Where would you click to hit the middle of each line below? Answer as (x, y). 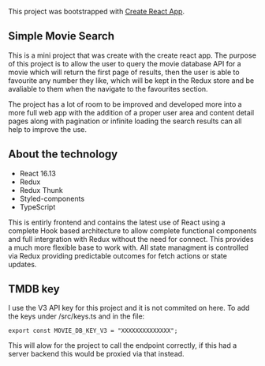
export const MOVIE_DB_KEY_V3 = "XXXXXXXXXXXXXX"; (93, 331)
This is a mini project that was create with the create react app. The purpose (132, 55)
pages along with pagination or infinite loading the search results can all (125, 121)
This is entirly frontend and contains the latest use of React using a (117, 222)
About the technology (63, 155)
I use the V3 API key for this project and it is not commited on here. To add (129, 308)
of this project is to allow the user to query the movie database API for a (125, 63)
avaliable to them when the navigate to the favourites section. (108, 89)
